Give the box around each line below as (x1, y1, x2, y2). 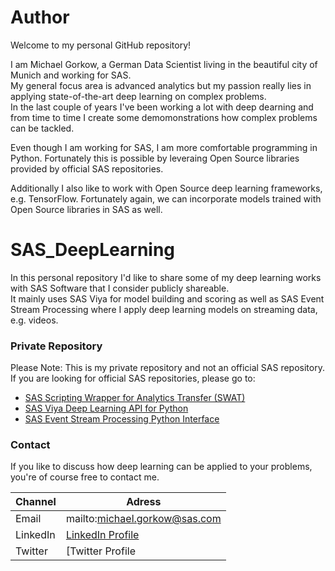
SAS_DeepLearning (10, 239, 176, 261)
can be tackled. (10, 122, 75, 134)
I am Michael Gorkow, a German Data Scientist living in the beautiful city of (10, 58, 318, 70)
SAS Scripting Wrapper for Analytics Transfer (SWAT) (24, 392, 246, 404)
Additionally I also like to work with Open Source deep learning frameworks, (10, 182, 323, 194)
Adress (126, 495, 162, 509)
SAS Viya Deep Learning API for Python (24, 402, 189, 415)
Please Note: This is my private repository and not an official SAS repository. (10, 362, 325, 374)
